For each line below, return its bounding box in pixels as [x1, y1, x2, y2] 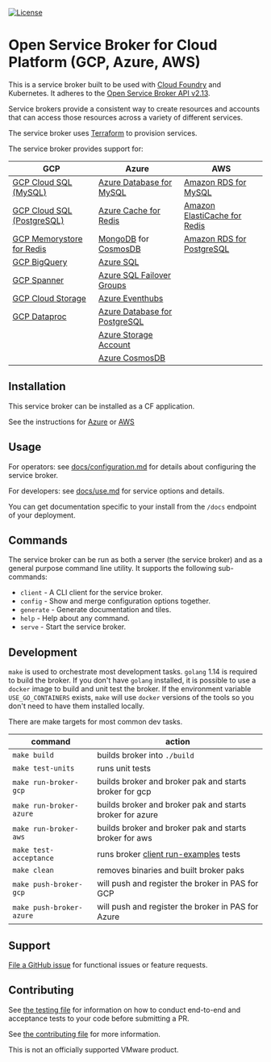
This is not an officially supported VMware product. [8, 1044, 179, 1054]
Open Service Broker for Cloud [8, 36, 218, 54]
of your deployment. [8, 510, 76, 520]
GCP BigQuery [12, 256, 68, 267]
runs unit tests [96, 763, 152, 774]
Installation [8, 380, 66, 393]
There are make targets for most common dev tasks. [8, 717, 183, 727]
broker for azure [96, 809, 159, 821]
